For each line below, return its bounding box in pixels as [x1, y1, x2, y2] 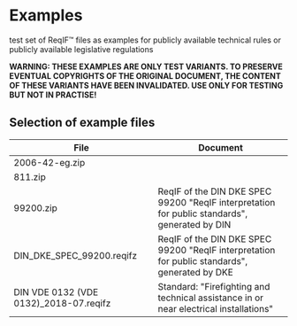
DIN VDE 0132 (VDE [13, 285, 99, 298]
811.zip [13, 170, 46, 182]
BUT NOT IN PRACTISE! [9, 89, 97, 100]
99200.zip [13, 201, 57, 213]
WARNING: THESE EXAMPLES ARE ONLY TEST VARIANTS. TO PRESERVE [9, 61, 283, 72]
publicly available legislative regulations [9, 43, 154, 54]
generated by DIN [157, 218, 232, 230]
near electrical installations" [157, 302, 274, 314]
